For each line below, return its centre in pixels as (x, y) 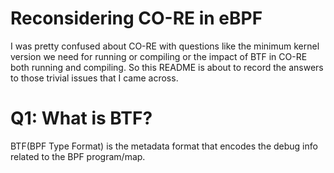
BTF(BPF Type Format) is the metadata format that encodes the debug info (164, 146)
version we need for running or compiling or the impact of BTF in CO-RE (159, 56)
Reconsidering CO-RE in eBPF (136, 18)
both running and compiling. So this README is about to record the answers (167, 67)
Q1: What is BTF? (81, 118)
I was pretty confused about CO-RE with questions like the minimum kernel (165, 46)
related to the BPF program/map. (78, 156)
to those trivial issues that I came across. (94, 78)
